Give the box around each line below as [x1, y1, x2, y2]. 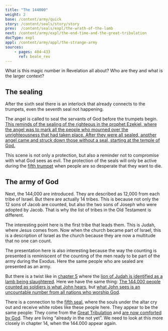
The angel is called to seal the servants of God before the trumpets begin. [5, 116, 158, 122]
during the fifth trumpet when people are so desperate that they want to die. [5, 163, 162, 169]
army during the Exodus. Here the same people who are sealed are [5, 258, 144, 264]
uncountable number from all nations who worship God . [5, 289, 120, 295]
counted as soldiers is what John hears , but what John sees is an [5, 284, 140, 290]
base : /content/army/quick [5, 17, 62, 22]
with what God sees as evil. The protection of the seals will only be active [5, 157, 157, 163]
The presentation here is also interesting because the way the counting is [5, 248, 157, 253]
